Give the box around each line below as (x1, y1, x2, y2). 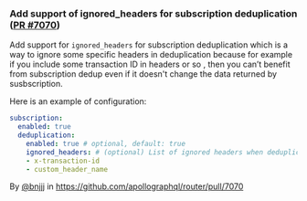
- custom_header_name (26, 164, 108, 174)
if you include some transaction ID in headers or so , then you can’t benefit (9, 58, 291, 70)
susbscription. (9, 79, 64, 90)
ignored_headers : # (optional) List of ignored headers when (26, 147, 263, 157)
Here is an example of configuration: (9, 96, 147, 107)
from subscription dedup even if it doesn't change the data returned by (9, 69, 277, 79)
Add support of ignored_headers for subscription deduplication (9, 7, 298, 20)
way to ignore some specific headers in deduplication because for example (9, 49, 293, 60)
